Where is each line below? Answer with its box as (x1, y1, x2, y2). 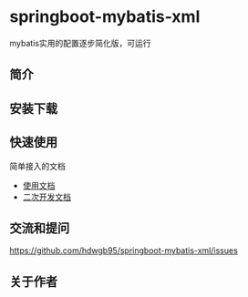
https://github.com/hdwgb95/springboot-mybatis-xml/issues (9, 245, 239, 256)
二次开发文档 (22, 191, 71, 202)
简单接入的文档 (9, 160, 66, 171)
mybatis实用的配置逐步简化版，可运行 (9, 37, 151, 48)
